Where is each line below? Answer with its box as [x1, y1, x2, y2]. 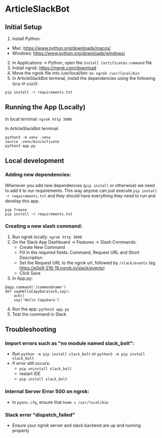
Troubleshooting [5, 325, 57, 334]
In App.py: [12, 275, 33, 281]
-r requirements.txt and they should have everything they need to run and [5, 192, 156, 198]
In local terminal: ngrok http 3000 [5, 116, 72, 122]
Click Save [19, 270, 41, 276]
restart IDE [19, 371, 41, 377]
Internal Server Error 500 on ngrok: [5, 388, 90, 395]
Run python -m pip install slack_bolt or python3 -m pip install [12, 351, 146, 357]
